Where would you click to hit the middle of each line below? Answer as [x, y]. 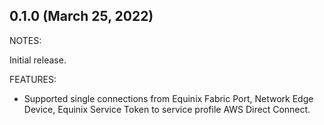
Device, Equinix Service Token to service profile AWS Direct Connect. [167, 109]
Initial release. [38, 60]
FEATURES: [33, 79]
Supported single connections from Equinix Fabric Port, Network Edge [168, 98]
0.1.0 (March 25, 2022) [81, 16]
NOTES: [25, 40]
